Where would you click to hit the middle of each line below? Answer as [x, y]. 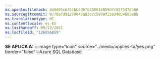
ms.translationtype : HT [30, 19]
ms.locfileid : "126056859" [33, 32]
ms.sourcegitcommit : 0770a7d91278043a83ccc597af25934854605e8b [72, 14]
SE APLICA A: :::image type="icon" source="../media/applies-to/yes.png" [80, 46]
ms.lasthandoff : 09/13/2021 [34, 28]
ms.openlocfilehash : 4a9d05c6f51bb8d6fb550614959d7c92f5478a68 [72, 10]
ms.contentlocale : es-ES [31, 23]
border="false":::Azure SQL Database [43, 52]
